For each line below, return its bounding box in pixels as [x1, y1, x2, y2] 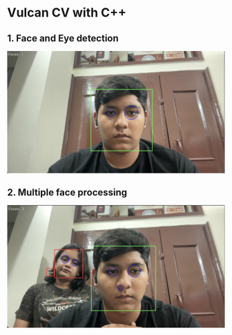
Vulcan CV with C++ [7, 5, 126, 21]
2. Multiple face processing [7, 186, 128, 198]
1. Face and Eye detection [7, 32, 119, 44]
